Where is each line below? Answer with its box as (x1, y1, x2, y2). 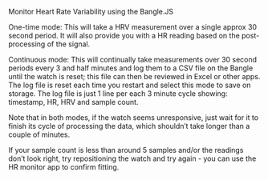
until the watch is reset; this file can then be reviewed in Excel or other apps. (8, 72, 261, 81)
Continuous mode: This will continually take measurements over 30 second (8, 55, 258, 64)
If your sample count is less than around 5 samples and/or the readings (8, 146, 244, 154)
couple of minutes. (8, 130, 71, 139)
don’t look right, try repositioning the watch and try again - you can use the (8, 154, 257, 163)
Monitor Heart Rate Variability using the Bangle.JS (8, 7, 174, 16)
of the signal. (47, 39, 91, 49)
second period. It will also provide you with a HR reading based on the (8, 31, 241, 40)
